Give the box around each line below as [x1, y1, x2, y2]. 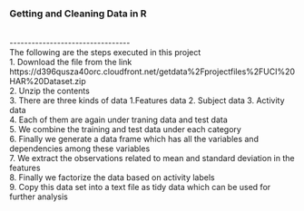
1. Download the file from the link [9, 57, 132, 68]
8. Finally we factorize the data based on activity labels [9, 172, 215, 183]
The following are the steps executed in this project [9, 47, 201, 58]
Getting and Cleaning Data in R [9, 7, 147, 20]
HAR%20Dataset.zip [9, 76, 86, 87]
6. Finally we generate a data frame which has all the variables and [9, 134, 259, 145]
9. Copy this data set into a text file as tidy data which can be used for [9, 182, 271, 193]
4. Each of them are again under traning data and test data [9, 114, 229, 125]
